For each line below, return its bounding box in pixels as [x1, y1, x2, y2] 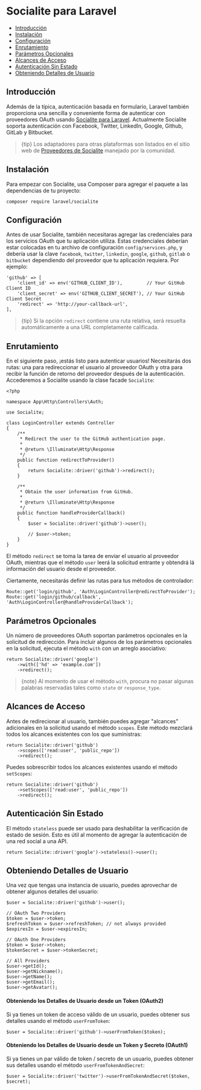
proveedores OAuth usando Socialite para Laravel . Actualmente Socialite [6, 116, 187, 123]
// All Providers [6, 958, 50, 964]
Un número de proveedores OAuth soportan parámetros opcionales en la [6, 632, 188, 639]
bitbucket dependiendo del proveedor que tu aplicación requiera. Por [6, 257, 179, 264]
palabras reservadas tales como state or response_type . [21, 684, 161, 691]
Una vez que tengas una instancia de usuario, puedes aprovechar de [6, 882, 177, 889]
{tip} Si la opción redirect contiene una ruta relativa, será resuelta [21, 317, 186, 324]
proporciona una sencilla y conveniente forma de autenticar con [6, 109, 165, 116]
